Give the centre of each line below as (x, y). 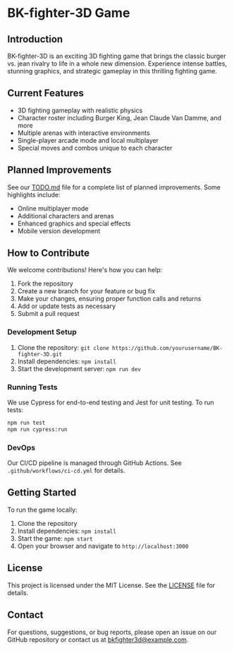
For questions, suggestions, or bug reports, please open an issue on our (112, 632)
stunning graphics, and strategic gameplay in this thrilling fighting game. (112, 71)
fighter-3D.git (40, 354)
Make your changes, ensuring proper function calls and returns (109, 299)
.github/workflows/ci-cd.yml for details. (66, 471)
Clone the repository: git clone (63, 347)
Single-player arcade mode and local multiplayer (88, 140)
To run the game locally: (42, 510)
